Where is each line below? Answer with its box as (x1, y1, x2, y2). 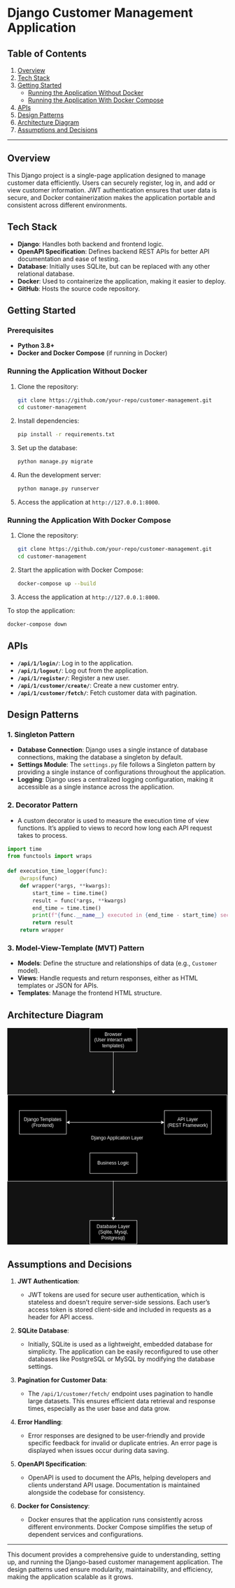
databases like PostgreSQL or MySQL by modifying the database (27, 1355, 215, 1363)
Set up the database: (17, 444, 78, 452)
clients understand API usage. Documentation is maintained (27, 1481, 201, 1489)
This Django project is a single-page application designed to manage (7, 171, 206, 179)
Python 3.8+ (17, 342, 55, 350)
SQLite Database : (17, 1326, 70, 1335)
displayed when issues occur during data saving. (27, 1447, 169, 1455)
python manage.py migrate (17, 458, 93, 465)
